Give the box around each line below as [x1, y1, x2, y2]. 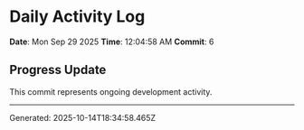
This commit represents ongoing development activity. [9, 86, 213, 97]
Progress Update [9, 62, 107, 78]
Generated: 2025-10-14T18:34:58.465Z [9, 112, 157, 123]
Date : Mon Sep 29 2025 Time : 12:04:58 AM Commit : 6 [9, 36, 214, 47]
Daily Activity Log [9, 6, 146, 27]
